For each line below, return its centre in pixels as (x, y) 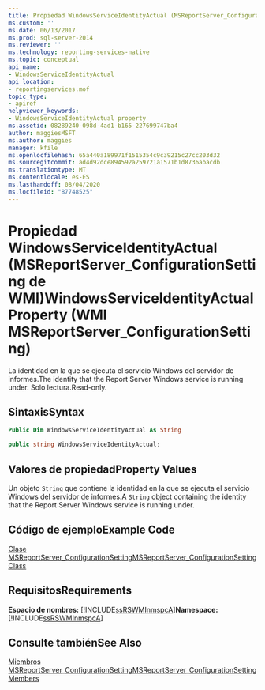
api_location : (32, 81)
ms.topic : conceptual (44, 60)
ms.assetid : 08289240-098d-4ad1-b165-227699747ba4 (93, 126)
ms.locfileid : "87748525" (50, 192)
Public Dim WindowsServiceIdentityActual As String (95, 430)
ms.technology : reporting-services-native (79, 52)
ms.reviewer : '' (35, 45)
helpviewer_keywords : (44, 111)
